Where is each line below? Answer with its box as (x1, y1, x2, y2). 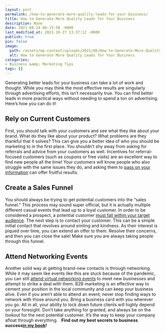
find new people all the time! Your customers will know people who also (5, 159, 150, 165)
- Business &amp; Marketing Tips (5, 62, 74, 67)
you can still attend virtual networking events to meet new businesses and (5, 276, 155, 282)
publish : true (5, 35, 34, 40)
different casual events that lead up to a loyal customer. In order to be (5, 207, 146, 213)
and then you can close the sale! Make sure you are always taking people (5, 233, 154, 239)
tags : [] (5, 67, 23, 71)
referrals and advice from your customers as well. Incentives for (5, 148, 135, 154)
